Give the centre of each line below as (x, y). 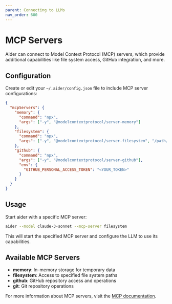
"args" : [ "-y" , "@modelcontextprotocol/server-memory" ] (80, 122)
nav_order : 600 (21, 15)
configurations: (21, 94)
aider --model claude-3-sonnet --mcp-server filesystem (66, 226)
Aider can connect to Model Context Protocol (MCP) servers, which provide (85, 54)
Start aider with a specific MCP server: (46, 217)
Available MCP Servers (43, 257)
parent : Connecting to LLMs (35, 10)
